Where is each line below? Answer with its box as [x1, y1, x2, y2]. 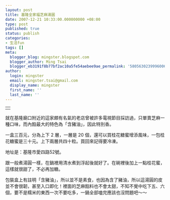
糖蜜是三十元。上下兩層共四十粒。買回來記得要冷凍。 [9, 138, 120, 144]
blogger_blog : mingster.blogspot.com [10, 54, 90, 60]
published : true [5, 26, 39, 31]
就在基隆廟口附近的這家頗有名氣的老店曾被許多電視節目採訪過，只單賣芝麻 [5, 115, 160, 121]
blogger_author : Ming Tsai [10, 59, 67, 64]
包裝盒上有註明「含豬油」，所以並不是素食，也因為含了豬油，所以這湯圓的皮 [5, 177, 163, 183]
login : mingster [10, 73, 44, 78]
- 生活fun [5, 41, 24, 46]
